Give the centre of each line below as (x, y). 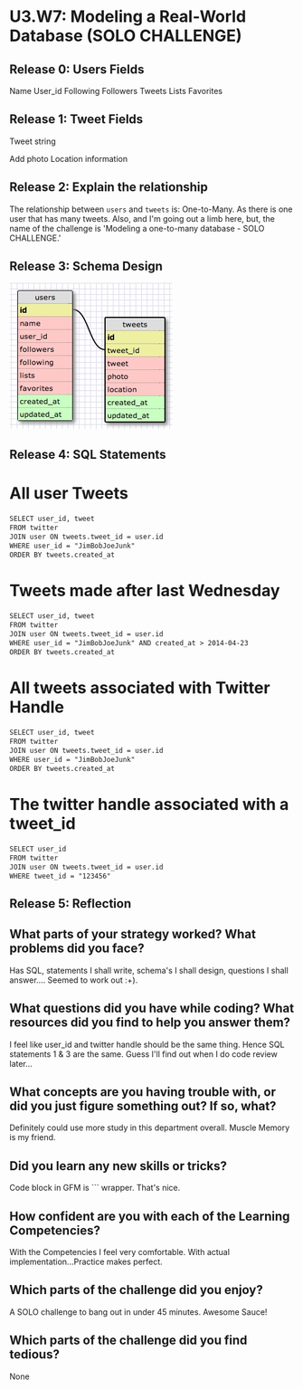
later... (21, 1063)
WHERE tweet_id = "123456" (60, 876)
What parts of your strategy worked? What (133, 934)
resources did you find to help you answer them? (150, 1023)
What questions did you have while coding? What (152, 1008)
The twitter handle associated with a (149, 804)
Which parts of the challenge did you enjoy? (137, 1290)
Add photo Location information (69, 158)
